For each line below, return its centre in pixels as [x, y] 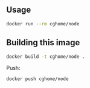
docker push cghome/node [37, 79]
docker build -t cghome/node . [46, 57]
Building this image [43, 42]
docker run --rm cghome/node [43, 24]
